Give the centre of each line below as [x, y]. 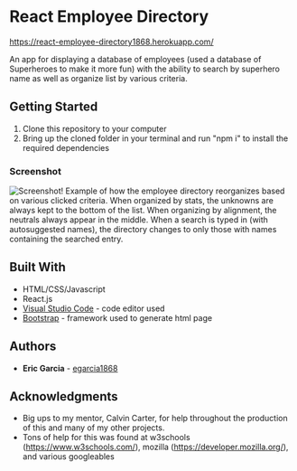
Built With [37, 267]
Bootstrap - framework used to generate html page [117, 317]
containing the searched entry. [66, 239]
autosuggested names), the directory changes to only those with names [143, 230]
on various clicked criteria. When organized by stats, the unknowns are [141, 201]
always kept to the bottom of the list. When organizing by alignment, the [143, 211]
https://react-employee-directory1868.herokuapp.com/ [111, 42]
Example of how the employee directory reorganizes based [175, 191]
